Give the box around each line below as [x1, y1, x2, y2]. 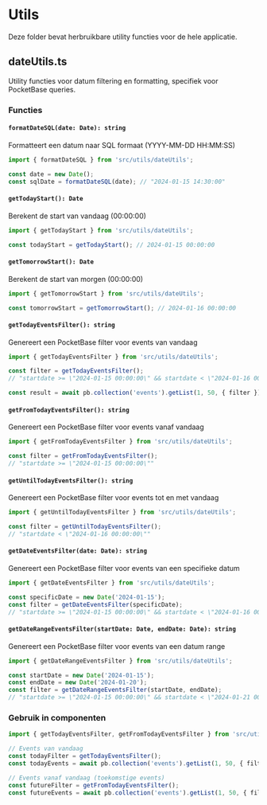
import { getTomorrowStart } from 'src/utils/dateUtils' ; [8, 289, 204, 298]
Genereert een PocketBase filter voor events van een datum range [8, 641, 226, 651]
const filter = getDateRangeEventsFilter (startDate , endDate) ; [8, 686, 222, 694]
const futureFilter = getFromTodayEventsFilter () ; [8, 781, 180, 789]
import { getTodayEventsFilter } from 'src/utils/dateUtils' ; [8, 353, 219, 361]
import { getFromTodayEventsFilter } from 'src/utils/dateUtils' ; [8, 438, 233, 446]
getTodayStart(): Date [8, 195, 83, 203]
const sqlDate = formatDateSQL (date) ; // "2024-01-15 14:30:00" [8, 178, 226, 186]
